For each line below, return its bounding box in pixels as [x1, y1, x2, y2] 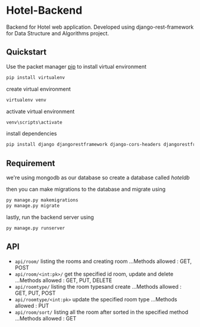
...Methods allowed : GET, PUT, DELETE [14, 276, 112, 284]
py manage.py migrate [6, 203, 60, 209]
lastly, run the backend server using [6, 213, 94, 221]
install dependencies [6, 130, 57, 137]
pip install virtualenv [6, 74, 65, 81]
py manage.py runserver [6, 225, 65, 231]
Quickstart [6, 47, 47, 57]
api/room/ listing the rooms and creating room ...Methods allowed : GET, [14, 258, 192, 265]
